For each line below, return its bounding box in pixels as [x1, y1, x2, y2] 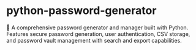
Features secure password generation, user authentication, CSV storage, [6, 30, 190, 37]
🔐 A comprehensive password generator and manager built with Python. [6, 24, 189, 31]
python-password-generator [6, 4, 157, 18]
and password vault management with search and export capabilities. [6, 37, 182, 44]
